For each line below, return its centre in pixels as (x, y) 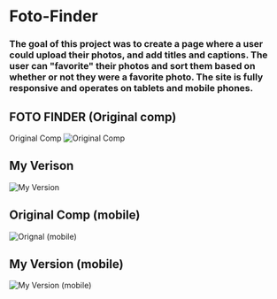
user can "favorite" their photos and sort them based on (132, 66)
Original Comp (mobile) (75, 215)
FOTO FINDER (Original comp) (93, 117)
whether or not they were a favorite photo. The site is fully (136, 77)
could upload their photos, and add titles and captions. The (138, 55)
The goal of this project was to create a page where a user (136, 44)
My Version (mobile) (66, 264)
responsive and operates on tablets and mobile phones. (131, 88)
